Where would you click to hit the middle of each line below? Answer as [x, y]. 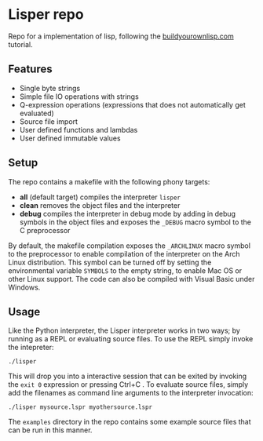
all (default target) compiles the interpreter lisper [100, 197]
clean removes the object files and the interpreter [100, 205]
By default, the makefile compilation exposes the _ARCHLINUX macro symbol [130, 246]
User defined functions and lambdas [79, 129]
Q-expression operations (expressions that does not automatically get [132, 104]
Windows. [24, 287]
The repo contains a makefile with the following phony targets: [109, 181]
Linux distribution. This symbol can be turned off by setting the [110, 262]
